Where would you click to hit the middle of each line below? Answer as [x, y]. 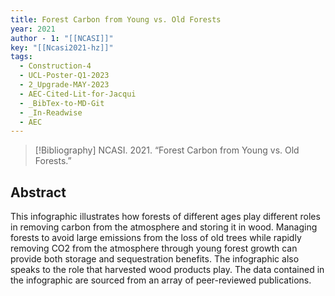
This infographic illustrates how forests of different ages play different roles [165, 217]
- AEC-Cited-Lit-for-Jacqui [78, 94]
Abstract [38, 192]
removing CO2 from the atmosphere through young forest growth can [154, 248]
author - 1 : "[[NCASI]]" [62, 38]
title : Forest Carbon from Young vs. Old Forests [116, 19]
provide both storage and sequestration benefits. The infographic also [155, 259]
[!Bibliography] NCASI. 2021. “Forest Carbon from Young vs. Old [167, 150]
